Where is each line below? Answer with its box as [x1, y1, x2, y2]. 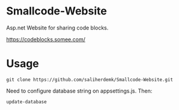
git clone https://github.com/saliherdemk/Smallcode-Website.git [6, 76, 173, 82]
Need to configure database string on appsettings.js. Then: [6, 87, 153, 94]
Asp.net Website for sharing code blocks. [6, 24, 109, 31]
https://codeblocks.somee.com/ [6, 35, 86, 43]
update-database [6, 99, 47, 105]
